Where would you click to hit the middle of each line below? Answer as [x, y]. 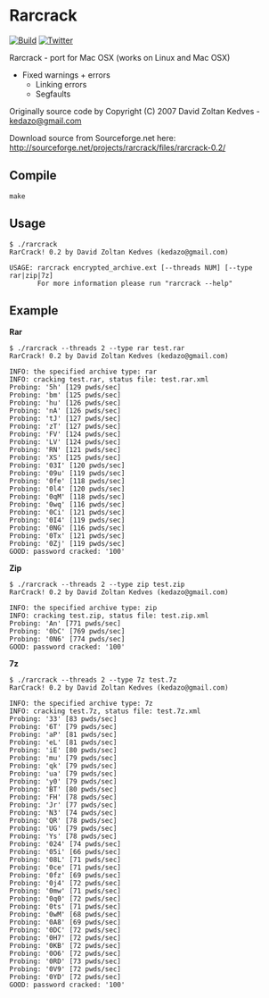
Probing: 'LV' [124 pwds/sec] [65, 442]
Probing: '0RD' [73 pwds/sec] [65, 961]
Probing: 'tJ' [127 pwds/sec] [65, 419]
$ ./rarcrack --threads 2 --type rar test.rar [97, 348]
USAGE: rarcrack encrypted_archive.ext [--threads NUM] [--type [131, 268]
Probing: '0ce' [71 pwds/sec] [65, 868]
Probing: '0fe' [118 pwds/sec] [67, 482]
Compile [33, 176]
